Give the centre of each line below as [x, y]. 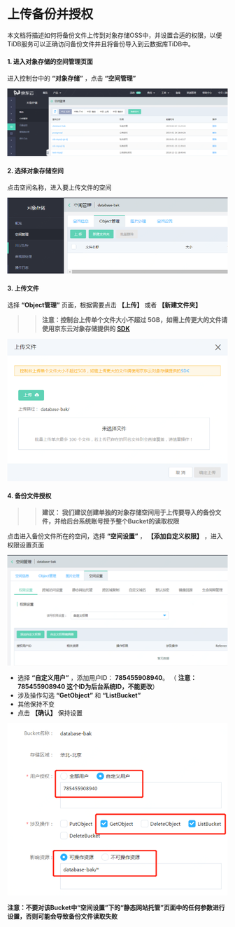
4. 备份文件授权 [29, 495]
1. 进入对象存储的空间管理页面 [50, 61]
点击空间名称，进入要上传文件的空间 [59, 187]
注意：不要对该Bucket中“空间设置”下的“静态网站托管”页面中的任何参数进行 [116, 908]
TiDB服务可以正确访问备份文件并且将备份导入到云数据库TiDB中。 [101, 44]
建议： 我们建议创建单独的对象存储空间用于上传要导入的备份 [128, 512]
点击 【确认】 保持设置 [50, 712]
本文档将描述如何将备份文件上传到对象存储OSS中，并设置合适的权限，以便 [115, 35]
